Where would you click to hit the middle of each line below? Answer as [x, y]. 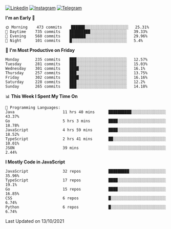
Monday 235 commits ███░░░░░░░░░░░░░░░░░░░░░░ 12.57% [76, 59]
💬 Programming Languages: [33, 108]
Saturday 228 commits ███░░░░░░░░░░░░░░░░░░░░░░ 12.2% [75, 82]
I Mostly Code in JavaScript [35, 162]
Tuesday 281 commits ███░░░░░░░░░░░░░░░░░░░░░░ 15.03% [76, 64]
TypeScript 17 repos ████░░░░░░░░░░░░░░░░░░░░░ [86, 180]
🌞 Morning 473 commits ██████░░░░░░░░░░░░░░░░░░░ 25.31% [77, 27]
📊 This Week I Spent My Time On [41, 96]
